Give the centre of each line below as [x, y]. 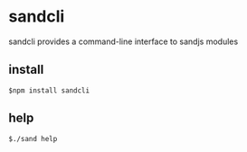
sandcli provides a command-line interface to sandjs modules [123, 41]
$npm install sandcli [49, 90]
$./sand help [33, 139]
